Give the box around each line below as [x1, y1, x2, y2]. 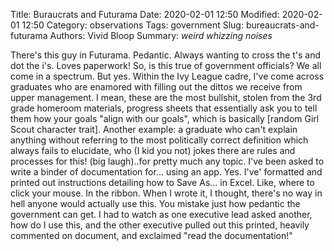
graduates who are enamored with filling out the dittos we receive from [10, 81, 303, 93]
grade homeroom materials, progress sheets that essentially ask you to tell [10, 102, 318, 114]
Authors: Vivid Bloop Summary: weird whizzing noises [49, 30, 273, 41]
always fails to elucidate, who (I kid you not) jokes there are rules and [10, 145, 296, 156]
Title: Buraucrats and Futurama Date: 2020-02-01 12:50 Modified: [10, 9, 280, 20]
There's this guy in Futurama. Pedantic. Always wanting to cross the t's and [10, 49, 322, 61]
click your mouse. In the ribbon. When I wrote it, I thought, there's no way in [10, 187, 323, 199]
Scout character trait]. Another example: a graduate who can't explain [10, 124, 298, 135]
